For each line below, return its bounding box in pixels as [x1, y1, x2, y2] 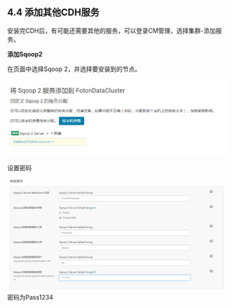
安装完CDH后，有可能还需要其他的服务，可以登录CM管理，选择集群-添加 [7, 26, 217, 35]
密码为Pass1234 [7, 293, 53, 302]
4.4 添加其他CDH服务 [7, 6, 100, 19]
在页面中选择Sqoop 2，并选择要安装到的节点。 [7, 65, 141, 73]
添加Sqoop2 [7, 49, 43, 58]
